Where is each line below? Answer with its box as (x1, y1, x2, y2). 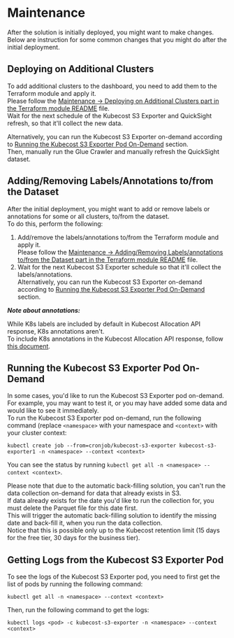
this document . (7, 341, 51, 350)
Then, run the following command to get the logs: (7, 606, 149, 614)
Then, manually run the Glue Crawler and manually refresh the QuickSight (7, 147, 220, 155)
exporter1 (7, 448, 36, 455)
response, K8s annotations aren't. (7, 327, 105, 335)
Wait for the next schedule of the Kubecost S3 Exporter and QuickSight (7, 111, 212, 120)
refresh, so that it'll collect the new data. (7, 119, 124, 127)
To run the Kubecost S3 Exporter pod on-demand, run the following (7, 414, 201, 423)
